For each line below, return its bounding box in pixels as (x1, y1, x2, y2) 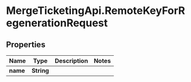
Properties (6, 40, 46, 49)
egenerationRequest (6, 16, 108, 30)
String (31, 67, 49, 74)
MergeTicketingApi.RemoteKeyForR (6, 4, 186, 17)
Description (54, 57, 88, 65)
